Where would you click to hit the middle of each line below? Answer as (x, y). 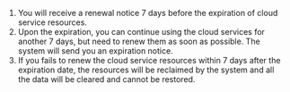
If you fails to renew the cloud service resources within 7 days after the (149, 60)
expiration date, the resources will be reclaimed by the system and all (146, 70)
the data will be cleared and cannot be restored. (106, 79)
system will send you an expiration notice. (95, 51)
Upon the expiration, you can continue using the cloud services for (141, 32)
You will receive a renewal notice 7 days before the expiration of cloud (148, 13)
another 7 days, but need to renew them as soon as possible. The (139, 41)
